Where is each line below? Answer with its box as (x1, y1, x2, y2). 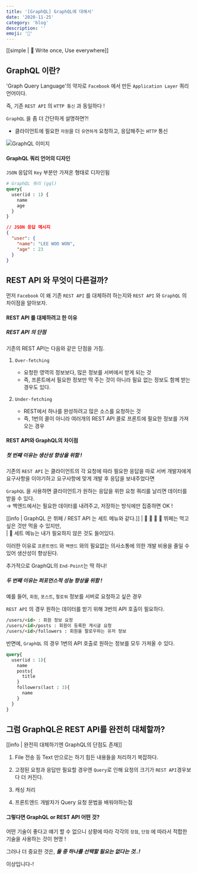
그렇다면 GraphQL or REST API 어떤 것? (6, 813, 100, 820)
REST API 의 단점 (6, 329, 47, 336)
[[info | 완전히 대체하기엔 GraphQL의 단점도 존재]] (6, 741, 122, 748)
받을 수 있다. (6, 495, 35, 502)
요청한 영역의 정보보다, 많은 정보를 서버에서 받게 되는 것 (23, 368, 152, 376)
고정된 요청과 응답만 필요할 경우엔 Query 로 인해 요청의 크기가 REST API (14, 767, 177, 774)
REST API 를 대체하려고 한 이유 (6, 314, 78, 321)
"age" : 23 (17, 246, 44, 252)
